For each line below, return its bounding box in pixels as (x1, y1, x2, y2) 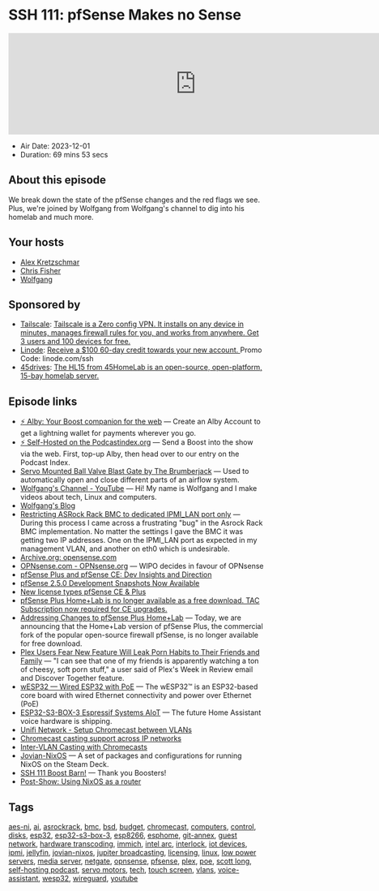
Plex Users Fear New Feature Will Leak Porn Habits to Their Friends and (19, 648, 261, 657)
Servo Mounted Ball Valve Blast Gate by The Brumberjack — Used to (19, 467, 249, 476)
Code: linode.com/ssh (19, 354, 95, 364)
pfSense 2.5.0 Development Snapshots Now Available (19, 579, 200, 588)
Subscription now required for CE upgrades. (19, 605, 168, 614)
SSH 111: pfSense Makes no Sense (8, 6, 241, 24)
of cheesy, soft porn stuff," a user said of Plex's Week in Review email (19, 665, 253, 674)
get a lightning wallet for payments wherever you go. (19, 428, 197, 438)
